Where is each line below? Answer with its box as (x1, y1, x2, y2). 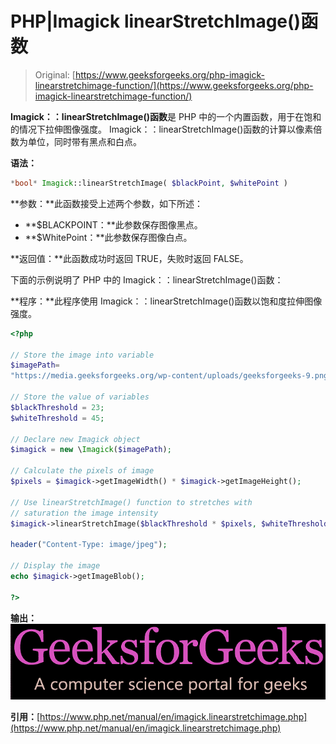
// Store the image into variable (10, 350, 155, 360)
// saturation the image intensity (10, 508, 159, 518)
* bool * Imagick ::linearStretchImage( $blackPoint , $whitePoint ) (10, 178, 288, 188)
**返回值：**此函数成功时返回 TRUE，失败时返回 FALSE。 (10, 252, 249, 264)
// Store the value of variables (10, 392, 150, 402)
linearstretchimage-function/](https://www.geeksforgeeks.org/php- (34, 79, 314, 91)
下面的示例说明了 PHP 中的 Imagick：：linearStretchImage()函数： (10, 273, 284, 286)
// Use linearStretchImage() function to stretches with (10, 497, 253, 507)
